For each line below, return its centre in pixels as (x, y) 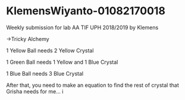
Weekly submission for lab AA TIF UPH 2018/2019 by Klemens (82, 27)
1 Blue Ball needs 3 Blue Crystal (45, 73)
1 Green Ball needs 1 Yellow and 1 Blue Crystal (62, 62)
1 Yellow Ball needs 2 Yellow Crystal (50, 50)
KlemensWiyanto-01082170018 (86, 11)
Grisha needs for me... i (35, 91)
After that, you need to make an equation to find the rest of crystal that (93, 85)
